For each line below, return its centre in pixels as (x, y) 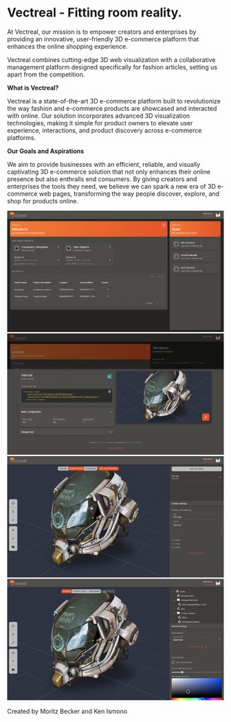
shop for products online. (43, 200)
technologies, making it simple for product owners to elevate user (100, 123)
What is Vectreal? (33, 87)
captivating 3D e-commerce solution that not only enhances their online (109, 172)
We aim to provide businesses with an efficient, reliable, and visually (104, 164)
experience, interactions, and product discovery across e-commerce (104, 130)
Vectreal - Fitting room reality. (95, 13)
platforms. (22, 137)
